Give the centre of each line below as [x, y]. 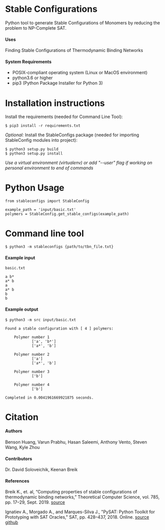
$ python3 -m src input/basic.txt [41, 320]
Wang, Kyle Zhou [22, 447]
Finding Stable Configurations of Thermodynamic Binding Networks [74, 50]
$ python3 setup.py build [32, 149]
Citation [22, 417]
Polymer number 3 [32, 371]
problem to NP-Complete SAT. [36, 28]
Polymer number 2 [32, 354]
